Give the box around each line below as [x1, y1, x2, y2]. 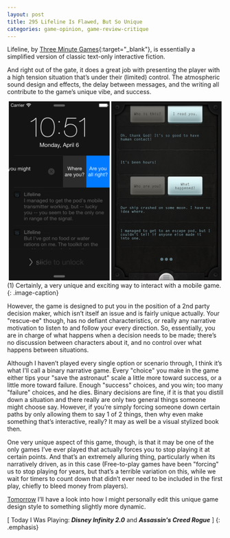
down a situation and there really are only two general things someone [7, 396, 207, 404]
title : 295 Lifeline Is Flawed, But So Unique [7, 18, 143, 25]
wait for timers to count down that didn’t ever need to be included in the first [7, 475, 223, 483]
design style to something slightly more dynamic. [7, 502, 146, 511]
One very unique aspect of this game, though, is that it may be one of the [7, 438, 214, 447]
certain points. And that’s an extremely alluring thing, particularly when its [7, 453, 216, 461]
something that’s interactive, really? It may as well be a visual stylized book [7, 418, 219, 426]
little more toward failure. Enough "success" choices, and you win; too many [7, 381, 223, 390]
